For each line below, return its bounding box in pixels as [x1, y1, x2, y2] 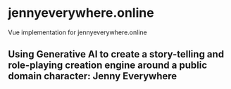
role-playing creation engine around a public [8, 60, 207, 71]
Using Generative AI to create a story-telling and [8, 48, 225, 60]
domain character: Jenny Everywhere [8, 70, 177, 82]
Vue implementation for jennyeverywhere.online [8, 28, 147, 36]
